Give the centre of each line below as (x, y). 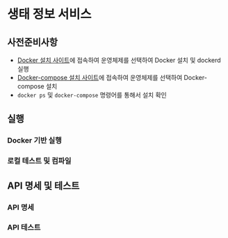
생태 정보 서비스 (49, 14)
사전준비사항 (32, 42)
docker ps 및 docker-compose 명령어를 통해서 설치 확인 (92, 95)
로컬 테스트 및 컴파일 (39, 161)
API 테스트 (24, 228)
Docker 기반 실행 (34, 141)
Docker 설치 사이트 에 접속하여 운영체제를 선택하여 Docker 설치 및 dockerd (119, 60)
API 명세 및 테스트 (43, 185)
